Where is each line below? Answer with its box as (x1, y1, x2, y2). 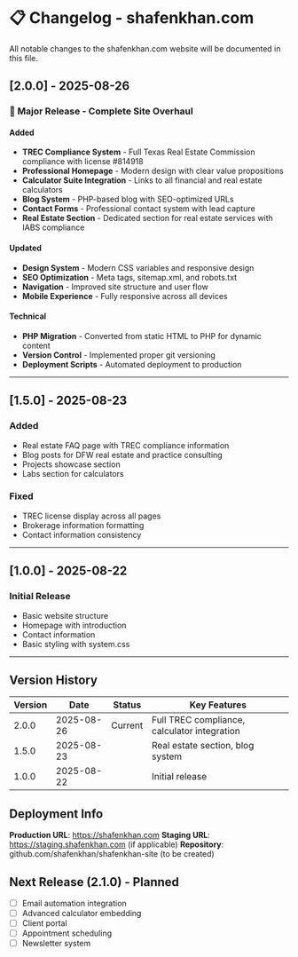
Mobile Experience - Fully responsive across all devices (21, 290, 228, 301)
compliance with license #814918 (21, 156, 144, 167)
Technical (9, 311, 47, 321)
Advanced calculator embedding (21, 908, 142, 919)
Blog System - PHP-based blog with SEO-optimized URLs (21, 194, 234, 205)
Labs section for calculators (21, 468, 124, 478)
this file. (9, 52, 38, 63)
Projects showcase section (21, 459, 122, 470)
